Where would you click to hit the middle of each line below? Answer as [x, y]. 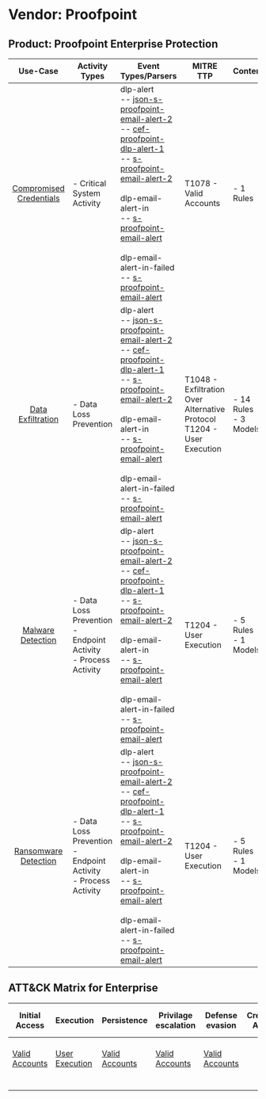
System [87, 193]
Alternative [205, 409]
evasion [221, 1025]
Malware [39, 630]
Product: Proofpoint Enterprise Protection [113, 44]
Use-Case [39, 71]
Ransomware [39, 851]
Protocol [200, 419]
